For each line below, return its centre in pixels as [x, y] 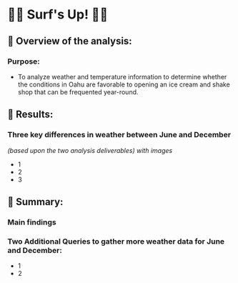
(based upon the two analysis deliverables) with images [90, 150]
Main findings [32, 222]
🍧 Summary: [35, 202]
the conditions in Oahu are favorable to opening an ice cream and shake [124, 84]
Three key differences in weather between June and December [119, 135]
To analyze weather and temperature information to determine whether [122, 76]
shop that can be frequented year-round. [78, 91]
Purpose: [24, 61]
